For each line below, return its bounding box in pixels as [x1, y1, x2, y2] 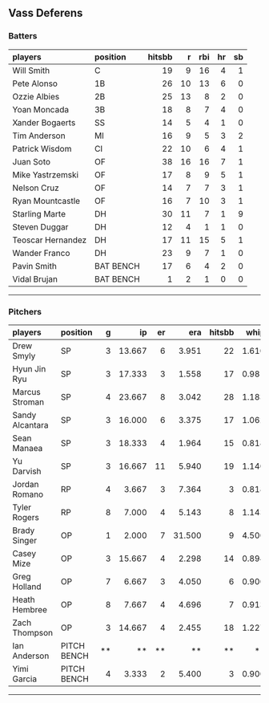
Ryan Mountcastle [12, 195, 81, 206]
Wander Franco [12, 247, 70, 258]
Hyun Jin [12, 363, 46, 374]
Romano [12, 489, 44, 500]
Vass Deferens [8, 6, 83, 20]
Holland [12, 581, 42, 592]
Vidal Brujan [12, 273, 58, 284]
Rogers [12, 511, 40, 522]
